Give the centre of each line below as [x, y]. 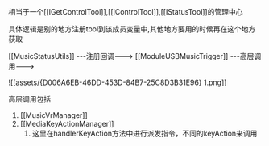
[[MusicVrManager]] [54, 115]
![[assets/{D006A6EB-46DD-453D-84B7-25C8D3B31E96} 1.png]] [118, 82]
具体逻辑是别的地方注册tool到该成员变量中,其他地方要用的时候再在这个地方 [132, 29]
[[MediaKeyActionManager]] [67, 124]
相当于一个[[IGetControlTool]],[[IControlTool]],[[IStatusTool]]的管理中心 [126, 12]
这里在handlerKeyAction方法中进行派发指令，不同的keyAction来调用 [145, 133]
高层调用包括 [29, 99]
